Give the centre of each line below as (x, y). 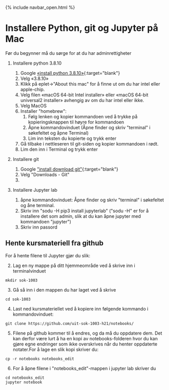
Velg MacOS (34, 106)
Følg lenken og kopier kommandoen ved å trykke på (83, 116)
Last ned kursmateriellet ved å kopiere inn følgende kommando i (80, 309)
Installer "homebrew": (43, 111)
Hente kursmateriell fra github (55, 243)
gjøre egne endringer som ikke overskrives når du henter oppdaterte (85, 344)
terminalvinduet (29, 271)
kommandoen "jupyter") (46, 221)
